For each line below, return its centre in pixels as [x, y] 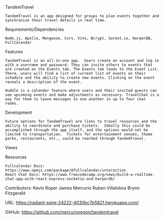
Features [14, 52]
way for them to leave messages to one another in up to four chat [76, 99]
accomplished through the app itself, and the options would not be [77, 130]
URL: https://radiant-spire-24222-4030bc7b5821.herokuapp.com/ [72, 203]
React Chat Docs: [23, 175]
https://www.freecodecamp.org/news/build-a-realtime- [98, 175]
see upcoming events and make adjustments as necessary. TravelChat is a [82, 95]
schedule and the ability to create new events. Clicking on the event [80, 78]
